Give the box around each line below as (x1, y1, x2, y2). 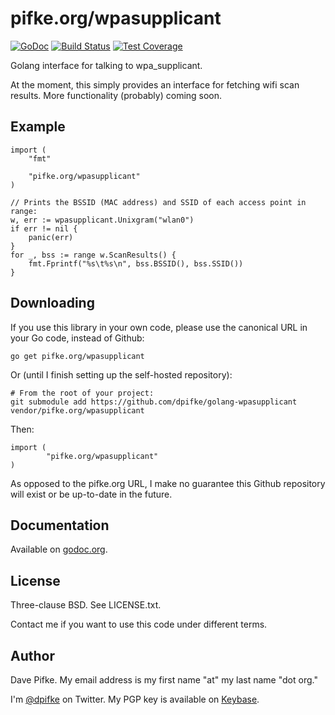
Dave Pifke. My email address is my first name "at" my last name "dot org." (10, 674, 318, 686)
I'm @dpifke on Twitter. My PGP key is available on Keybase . (10, 693, 260, 705)
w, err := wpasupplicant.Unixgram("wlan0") (10, 215, 195, 225)
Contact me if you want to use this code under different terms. (10, 618, 268, 631)
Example (10, 118, 66, 136)
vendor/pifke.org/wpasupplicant (10, 405, 145, 416)
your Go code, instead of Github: (10, 332, 145, 344)
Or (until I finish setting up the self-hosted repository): (10, 368, 233, 381)
